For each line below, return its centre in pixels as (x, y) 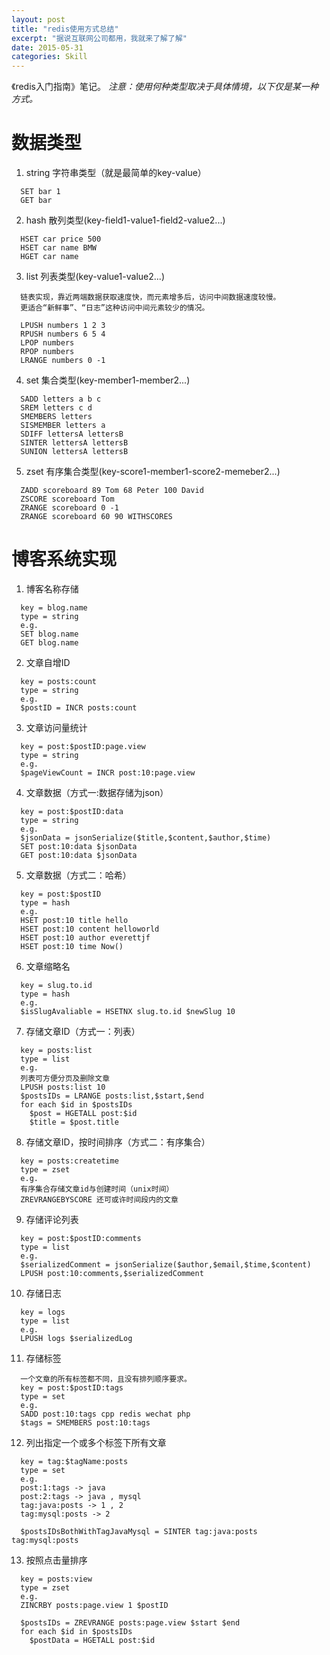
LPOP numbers (47, 343)
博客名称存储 (52, 589)
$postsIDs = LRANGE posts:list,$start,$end (112, 1096)
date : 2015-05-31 (47, 47)
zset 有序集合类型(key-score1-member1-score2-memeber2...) (153, 472)
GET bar (36, 201)
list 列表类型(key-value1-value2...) (95, 277)
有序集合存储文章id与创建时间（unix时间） (97, 1189)
